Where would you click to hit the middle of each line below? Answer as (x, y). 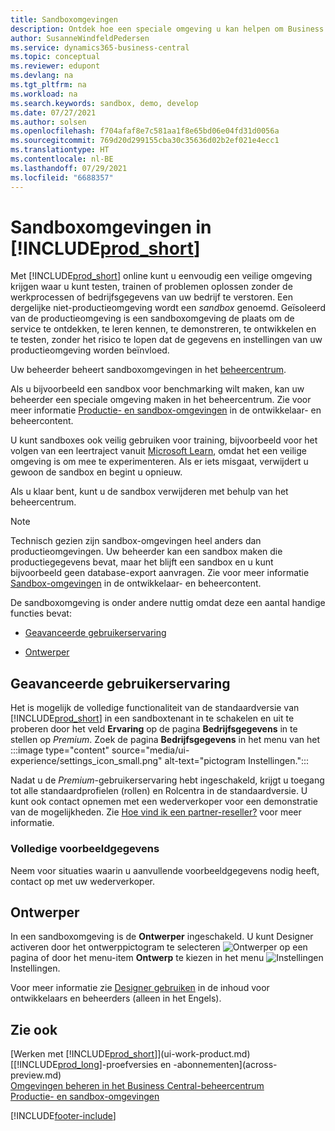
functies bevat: (41, 613)
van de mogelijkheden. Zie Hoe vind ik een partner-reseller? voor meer (156, 812)
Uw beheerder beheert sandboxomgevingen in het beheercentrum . (148, 370)
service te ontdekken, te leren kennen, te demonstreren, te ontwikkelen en (163, 329)
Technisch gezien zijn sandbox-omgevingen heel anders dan (136, 541)
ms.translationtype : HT (60, 150)
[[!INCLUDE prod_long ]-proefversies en (91, 1065)
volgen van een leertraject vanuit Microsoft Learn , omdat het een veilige (158, 451)
